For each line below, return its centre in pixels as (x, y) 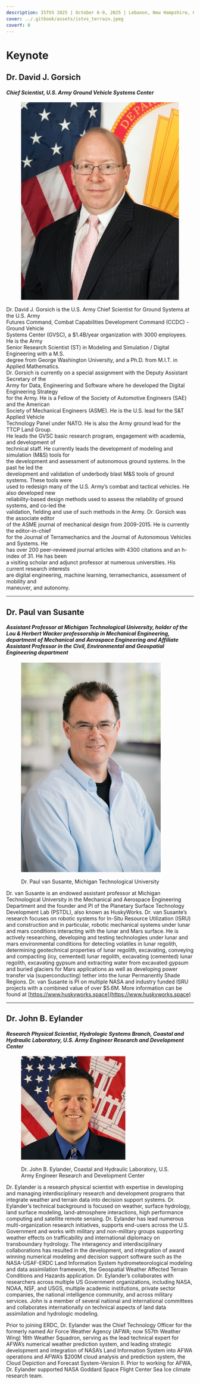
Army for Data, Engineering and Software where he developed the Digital (96, 385)
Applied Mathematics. (33, 367)
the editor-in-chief (29, 531)
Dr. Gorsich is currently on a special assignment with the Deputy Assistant (97, 373)
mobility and (21, 582)
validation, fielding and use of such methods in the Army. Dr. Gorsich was (96, 512)
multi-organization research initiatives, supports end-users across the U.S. (98, 1225)
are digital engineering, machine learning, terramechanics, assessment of (96, 575)
